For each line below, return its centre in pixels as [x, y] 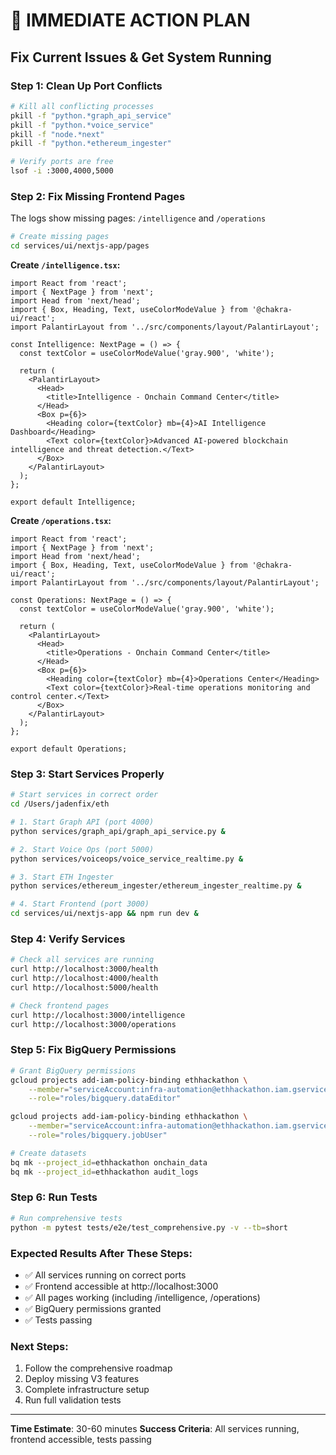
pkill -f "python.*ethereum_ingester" [91, 144]
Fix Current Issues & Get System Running [141, 57]
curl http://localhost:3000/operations [93, 1024]
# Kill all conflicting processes [82, 106]
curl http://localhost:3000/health [84, 969]
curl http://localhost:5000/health [84, 988]
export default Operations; [69, 749]
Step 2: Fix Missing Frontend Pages [98, 196]
